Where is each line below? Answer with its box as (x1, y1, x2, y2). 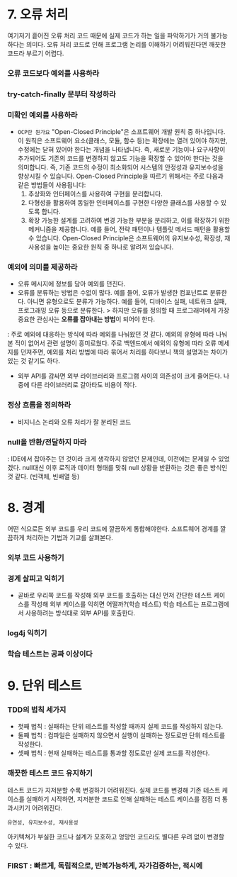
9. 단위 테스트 (7, 678, 82, 694)
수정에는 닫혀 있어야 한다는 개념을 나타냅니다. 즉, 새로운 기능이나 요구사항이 (17, 145, 226, 154)
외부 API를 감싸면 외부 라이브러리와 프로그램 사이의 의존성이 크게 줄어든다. (17, 372, 222, 380)
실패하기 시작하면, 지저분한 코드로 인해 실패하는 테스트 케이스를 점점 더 (25, 795, 221, 803)
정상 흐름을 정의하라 (7, 400, 71, 410)
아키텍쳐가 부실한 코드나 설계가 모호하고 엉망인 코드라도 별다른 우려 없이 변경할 (7, 832, 225, 841)
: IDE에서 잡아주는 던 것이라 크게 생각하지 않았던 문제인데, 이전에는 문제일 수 (7, 454, 217, 463)
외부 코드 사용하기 (7, 552, 65, 562)
